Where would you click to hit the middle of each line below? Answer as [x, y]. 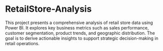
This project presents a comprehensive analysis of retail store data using [79, 23]
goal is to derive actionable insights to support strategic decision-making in [82, 38]
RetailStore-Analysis [48, 9]
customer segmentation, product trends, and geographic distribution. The [80, 33]
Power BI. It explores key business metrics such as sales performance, [77, 27]
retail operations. [22, 43]
